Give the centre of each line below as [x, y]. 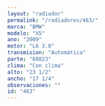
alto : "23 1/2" [29, 72]
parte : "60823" [29, 59]
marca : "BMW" [26, 26]
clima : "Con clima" [36, 66]
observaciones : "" [34, 85]
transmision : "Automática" [47, 53]
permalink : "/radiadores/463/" [53, 20]
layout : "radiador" [36, 14]
